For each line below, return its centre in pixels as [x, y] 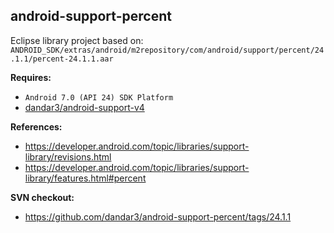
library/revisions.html [68, 156]
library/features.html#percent [85, 178]
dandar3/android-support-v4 [84, 107]
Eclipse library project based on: [77, 40]
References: [36, 126]
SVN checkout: [42, 197]
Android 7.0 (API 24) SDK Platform [99, 97]
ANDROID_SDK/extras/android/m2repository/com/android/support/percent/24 [167, 50]
